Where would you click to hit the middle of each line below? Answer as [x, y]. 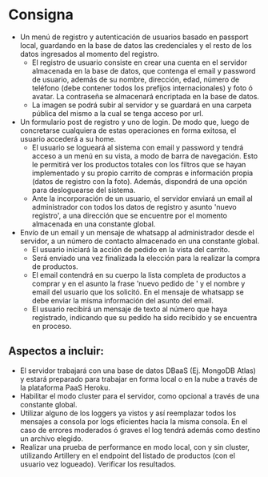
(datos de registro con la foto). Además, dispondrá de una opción [140, 181]
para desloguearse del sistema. [84, 190]
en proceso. [52, 326]
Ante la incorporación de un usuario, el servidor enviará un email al [142, 198]
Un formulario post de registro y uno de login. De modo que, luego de [134, 122]
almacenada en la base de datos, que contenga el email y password [144, 70]
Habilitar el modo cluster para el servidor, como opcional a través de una [140, 396]
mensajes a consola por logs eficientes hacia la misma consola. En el [134, 421]
